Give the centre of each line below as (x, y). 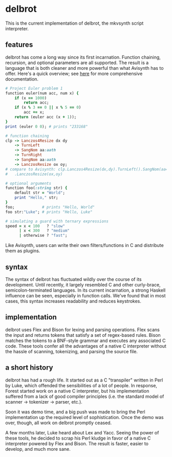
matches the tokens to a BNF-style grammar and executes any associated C (85, 340)
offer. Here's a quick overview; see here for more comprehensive (74, 73)
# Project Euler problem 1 (34, 88)
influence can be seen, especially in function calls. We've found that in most (85, 295)
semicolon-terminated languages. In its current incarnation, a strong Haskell (85, 290)
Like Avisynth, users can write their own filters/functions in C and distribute (84, 245)
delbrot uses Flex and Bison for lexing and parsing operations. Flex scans (82, 330)
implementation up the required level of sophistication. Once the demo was (84, 417)
